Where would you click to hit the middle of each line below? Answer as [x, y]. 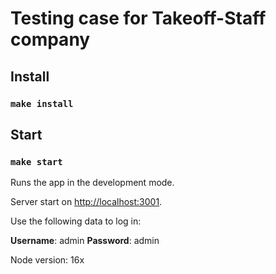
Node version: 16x [47, 260]
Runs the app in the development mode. [92, 183]
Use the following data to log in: [76, 221]
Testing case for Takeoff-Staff [138, 18]
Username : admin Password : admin [85, 241]
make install [42, 103]
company [50, 39]
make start [36, 161]
